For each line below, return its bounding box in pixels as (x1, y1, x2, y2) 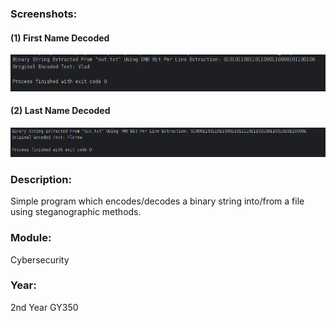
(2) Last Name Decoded (10, 105, 111, 117)
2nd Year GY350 (10, 301, 79, 313)
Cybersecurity (10, 253, 70, 266)
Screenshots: (10, 7, 78, 21)
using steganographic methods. (10, 206, 142, 218)
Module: (10, 231, 52, 245)
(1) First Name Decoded (10, 32, 110, 44)
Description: (10, 172, 72, 186)
